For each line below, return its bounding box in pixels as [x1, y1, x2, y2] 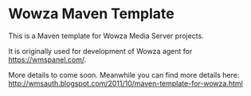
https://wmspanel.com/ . [8, 55, 87, 64]
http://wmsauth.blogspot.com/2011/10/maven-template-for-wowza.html [8, 79, 243, 88]
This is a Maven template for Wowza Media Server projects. [8, 31, 205, 40]
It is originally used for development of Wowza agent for [8, 46, 193, 56]
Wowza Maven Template [8, 5, 175, 23]
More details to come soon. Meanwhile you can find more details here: [8, 70, 240, 79]
